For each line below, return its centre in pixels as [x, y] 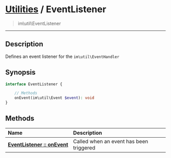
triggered [84, 147]
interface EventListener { [34, 84]
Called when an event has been [111, 141]
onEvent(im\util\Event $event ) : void [54, 98]
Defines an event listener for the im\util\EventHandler [62, 56]
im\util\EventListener [39, 23]
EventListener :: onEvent [38, 144]
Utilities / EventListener [56, 9]
